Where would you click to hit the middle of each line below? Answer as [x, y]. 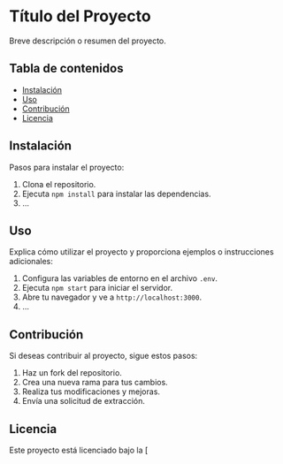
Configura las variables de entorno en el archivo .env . [120, 278]
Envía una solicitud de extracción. [84, 401]
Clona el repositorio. [59, 184]
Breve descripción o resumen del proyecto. [88, 41]
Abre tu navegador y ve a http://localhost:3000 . [111, 297]
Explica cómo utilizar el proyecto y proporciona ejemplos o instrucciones [141, 252]
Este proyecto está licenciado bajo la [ [79, 450]
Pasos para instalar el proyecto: [67, 167]
